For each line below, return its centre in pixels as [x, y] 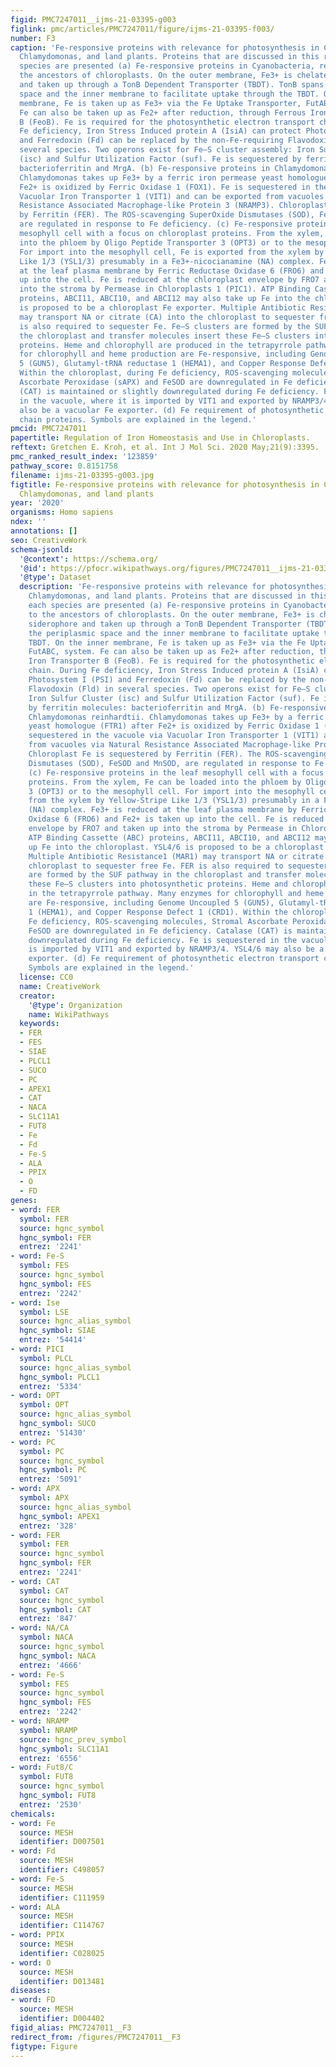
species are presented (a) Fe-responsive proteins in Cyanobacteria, [167, 66]
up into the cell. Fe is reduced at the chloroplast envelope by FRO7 [169, 280]
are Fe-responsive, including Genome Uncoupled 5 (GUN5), [151, 903]
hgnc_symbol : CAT [55, 1609]
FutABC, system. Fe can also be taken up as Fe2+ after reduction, [171, 652]
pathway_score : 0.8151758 [64, 466]
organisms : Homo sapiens [62, 512]
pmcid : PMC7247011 [48, 429]
